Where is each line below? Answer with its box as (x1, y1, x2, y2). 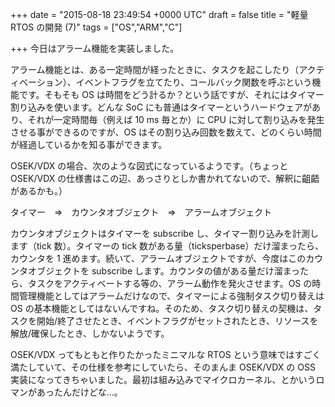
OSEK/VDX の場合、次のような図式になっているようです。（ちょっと (10, 160, 289, 172)
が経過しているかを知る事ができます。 (10, 139, 168, 150)
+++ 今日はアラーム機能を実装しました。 (10, 43, 180, 54)
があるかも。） (10, 185, 68, 197)
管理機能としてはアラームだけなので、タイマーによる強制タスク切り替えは (18, 290, 325, 302)
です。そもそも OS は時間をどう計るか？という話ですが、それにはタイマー (18, 89, 325, 100)
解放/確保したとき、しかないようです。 (10, 328, 170, 339)
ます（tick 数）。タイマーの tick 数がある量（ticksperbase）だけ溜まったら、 (10, 240, 324, 252)
